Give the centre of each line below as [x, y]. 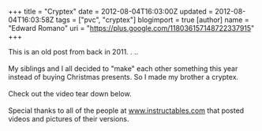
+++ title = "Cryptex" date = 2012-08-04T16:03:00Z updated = [111, 11]
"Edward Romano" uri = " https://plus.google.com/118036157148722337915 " [131, 28]
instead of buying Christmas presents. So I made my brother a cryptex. [124, 77]
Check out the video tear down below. [70, 94]
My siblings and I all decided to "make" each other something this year [123, 69]
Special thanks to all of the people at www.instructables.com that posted [126, 110]
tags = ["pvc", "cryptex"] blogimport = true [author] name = [153, 20]
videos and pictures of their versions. [69, 119]
